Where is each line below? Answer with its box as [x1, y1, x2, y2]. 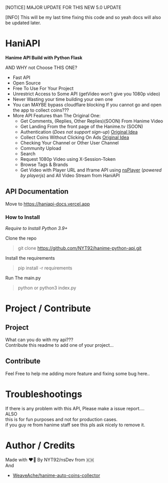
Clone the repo [5, 235, 37, 241]
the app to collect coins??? [12, 107, 69, 113]
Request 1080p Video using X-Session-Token [20, 156, 116, 162]
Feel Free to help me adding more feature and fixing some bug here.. [5, 370, 150, 376]
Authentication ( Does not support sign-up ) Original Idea [20, 129, 138, 135]
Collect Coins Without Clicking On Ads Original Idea [20, 134, 129, 140]
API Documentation [5, 187, 69, 196]
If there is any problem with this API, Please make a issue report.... [5, 405, 145, 411]
